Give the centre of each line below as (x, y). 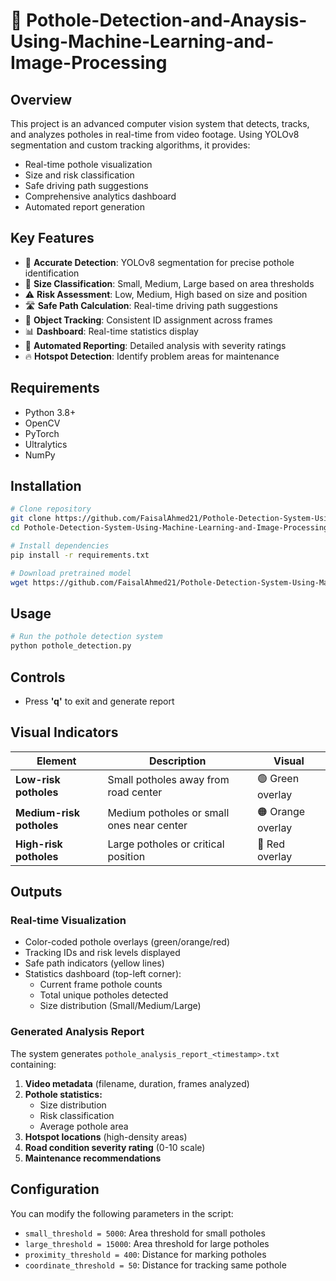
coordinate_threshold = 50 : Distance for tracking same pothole (155, 1265)
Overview (41, 99)
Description (177, 761)
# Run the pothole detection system (86, 637)
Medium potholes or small (168, 813)
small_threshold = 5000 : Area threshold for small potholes (145, 1233)
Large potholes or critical (166, 844)
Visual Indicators (64, 732)
